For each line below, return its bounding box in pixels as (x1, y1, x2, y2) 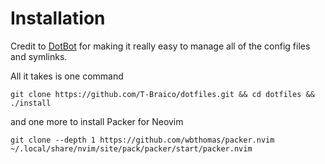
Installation (10, 7, 106, 30)
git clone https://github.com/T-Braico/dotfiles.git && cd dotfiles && (10, 89, 315, 99)
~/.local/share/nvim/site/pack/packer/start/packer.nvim (10, 143, 253, 154)
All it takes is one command (10, 70, 124, 82)
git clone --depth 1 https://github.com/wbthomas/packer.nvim (10, 135, 275, 145)
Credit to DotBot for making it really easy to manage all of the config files (10, 40, 311, 52)
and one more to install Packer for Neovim (10, 115, 184, 127)
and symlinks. (10, 50, 68, 62)
